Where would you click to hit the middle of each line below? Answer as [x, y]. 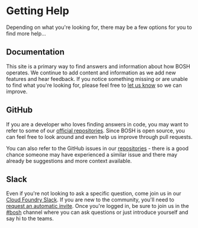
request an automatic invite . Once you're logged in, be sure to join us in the [98, 206]
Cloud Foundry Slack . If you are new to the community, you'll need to [90, 200]
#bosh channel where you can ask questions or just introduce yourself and [97, 212]
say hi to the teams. [30, 219]
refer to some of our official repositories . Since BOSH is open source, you [95, 131]
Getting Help [38, 11]
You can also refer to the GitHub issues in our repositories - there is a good [98, 148]
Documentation [35, 52]
